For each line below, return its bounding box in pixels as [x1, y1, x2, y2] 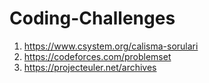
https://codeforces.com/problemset [23, 50, 172, 62]
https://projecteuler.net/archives [23, 61, 157, 73]
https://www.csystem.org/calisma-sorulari [23, 40, 199, 52]
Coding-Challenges [9, 7, 176, 30]
